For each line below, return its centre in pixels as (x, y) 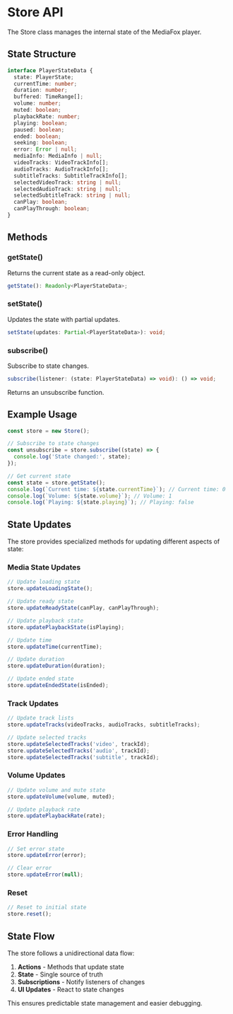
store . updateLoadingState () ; (50, 589)
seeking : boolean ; (41, 143)
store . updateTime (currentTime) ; (55, 647)
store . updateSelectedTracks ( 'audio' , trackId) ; (79, 751)
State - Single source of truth (60, 974)
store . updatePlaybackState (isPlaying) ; (66, 627)
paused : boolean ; (39, 129)
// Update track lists (41, 718)
